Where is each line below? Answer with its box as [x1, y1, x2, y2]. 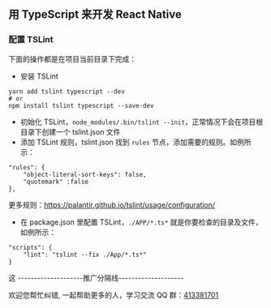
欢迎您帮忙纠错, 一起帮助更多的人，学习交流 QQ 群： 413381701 [8, 290, 219, 300]
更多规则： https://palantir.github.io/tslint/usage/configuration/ [8, 199, 216, 209]
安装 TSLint [19, 71, 58, 81]
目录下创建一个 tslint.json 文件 [19, 126, 121, 136]
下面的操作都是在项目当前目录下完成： [8, 53, 136, 63]
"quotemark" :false [23, 178, 89, 186]
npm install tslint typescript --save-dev [8, 101, 154, 109]
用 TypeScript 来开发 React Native [8, 7, 183, 22]
